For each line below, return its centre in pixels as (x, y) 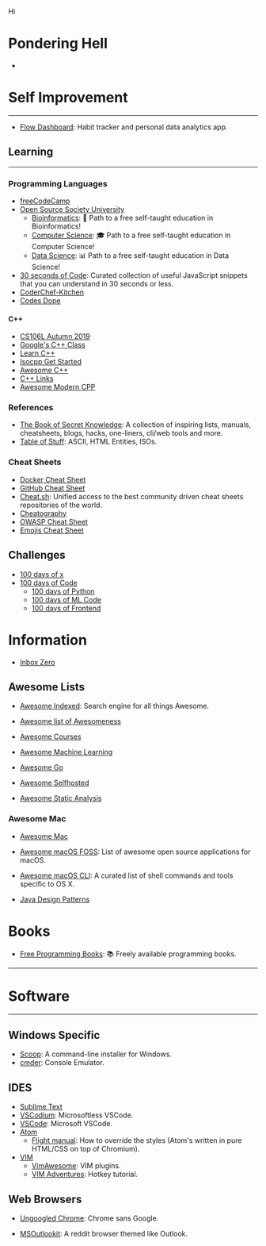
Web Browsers (45, 1199)
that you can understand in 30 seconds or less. (97, 283)
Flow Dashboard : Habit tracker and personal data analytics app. (123, 127)
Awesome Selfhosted (54, 783)
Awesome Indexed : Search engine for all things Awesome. (114, 706)
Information (47, 640)
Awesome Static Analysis (61, 798)
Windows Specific (54, 1035)
